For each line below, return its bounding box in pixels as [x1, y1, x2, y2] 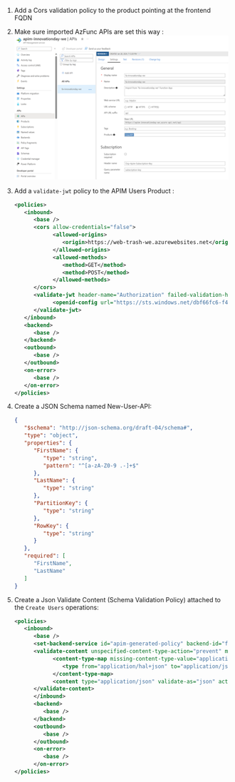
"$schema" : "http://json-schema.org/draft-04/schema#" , [23, 425, 194, 432]
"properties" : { [23, 440, 73, 447]
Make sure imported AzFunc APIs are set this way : [14, 28, 164, 36]
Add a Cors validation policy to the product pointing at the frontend [14, 6, 211, 14]
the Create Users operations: [14, 603, 99, 611]
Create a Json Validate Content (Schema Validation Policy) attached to [14, 595, 221, 604]
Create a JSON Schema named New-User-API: [14, 402, 152, 411]
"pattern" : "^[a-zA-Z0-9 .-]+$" [43, 462, 140, 469]
